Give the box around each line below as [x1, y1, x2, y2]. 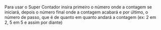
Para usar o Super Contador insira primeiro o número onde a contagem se [4, 4, 152, 10]
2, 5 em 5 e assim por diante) [4, 19, 63, 25]
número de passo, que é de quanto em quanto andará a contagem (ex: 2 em [4, 15, 157, 20]
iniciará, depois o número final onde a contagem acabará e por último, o [4, 9, 148, 15]
